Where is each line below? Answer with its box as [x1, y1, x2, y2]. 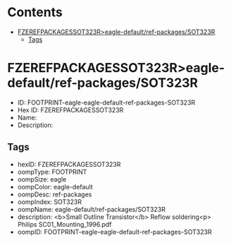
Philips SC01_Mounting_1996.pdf [17, 220, 112, 228]
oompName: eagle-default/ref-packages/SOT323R [17, 205, 166, 213]
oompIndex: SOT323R [17, 197, 82, 206]
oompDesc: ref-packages [17, 190, 92, 198]
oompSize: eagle [17, 174, 67, 184]
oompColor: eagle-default [17, 182, 93, 191]
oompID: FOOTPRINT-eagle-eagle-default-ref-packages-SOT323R [17, 227, 213, 236]
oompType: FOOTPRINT [17, 167, 87, 176]
